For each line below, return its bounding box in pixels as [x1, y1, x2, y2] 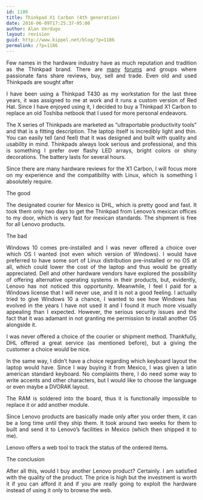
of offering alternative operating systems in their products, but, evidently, [6, 276, 197, 283]
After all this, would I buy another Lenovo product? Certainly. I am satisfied [6, 467, 197, 475]
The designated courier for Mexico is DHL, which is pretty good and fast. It [6, 201, 197, 209]
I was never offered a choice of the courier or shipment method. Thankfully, [6, 333, 197, 340]
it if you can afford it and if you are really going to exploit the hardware [6, 480, 197, 487]
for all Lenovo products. [6, 220, 66, 227]
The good [6, 189, 31, 196]
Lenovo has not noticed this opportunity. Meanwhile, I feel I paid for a [6, 282, 197, 290]
